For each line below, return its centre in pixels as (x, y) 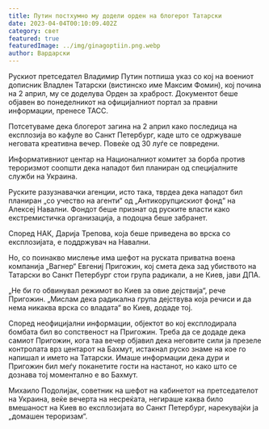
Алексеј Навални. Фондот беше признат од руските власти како (119, 209)
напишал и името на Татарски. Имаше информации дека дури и (119, 357)
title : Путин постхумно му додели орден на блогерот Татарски (115, 16)
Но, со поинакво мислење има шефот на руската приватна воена (122, 258)
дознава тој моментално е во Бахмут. (74, 375)
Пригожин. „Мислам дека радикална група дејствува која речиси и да (130, 299)
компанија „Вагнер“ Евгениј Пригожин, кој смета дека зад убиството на (132, 266)
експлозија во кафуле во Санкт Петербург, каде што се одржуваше (125, 135)
